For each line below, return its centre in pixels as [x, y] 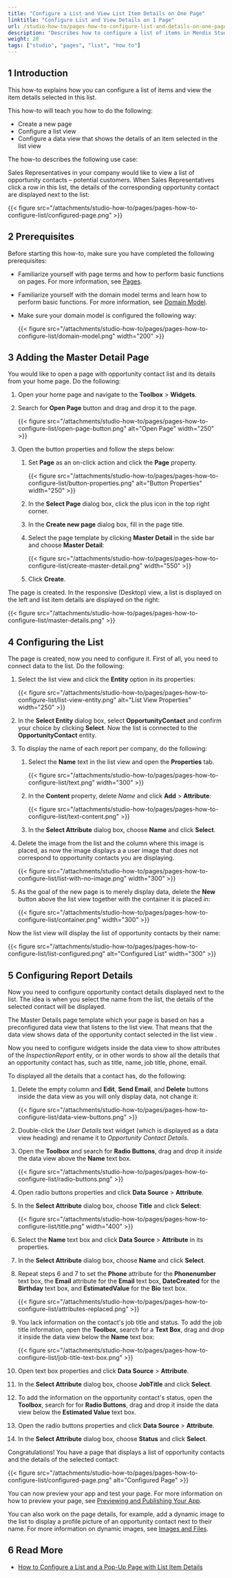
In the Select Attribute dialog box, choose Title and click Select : [109, 1206]
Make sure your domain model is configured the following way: [107, 315]
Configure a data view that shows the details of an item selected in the [118, 138]
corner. [38, 511]
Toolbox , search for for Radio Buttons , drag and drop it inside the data [118, 1405]
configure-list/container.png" [59, 920]
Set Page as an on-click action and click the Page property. [113, 462]
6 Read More [36, 1550]
